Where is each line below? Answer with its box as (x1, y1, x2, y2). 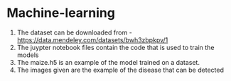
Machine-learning (6, 5, 115, 21)
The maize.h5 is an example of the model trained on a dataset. (16, 58, 200, 66)
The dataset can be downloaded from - (16, 28, 132, 37)
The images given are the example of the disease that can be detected (16, 66, 225, 74)
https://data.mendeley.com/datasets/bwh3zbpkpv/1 (16, 35, 168, 44)
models (16, 51, 39, 59)
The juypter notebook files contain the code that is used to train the (16, 43, 215, 51)
